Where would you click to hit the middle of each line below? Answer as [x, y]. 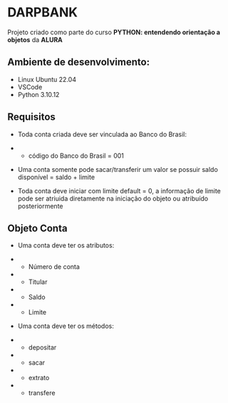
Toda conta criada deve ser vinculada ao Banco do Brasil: [102, 134]
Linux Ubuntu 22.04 [47, 79]
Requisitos [31, 117]
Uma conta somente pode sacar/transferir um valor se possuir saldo [118, 169]
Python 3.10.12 [38, 94]
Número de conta [54, 267]
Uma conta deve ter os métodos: [66, 326]
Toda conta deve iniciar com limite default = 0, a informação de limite [119, 190]
